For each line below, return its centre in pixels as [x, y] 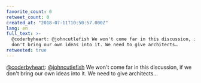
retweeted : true [26, 50]
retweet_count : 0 [28, 17]
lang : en [17, 28]
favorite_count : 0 [29, 12]
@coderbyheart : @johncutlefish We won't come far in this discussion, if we [99, 67]
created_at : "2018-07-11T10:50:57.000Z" [57, 23]
